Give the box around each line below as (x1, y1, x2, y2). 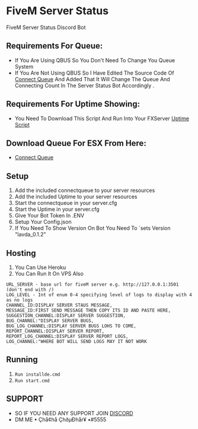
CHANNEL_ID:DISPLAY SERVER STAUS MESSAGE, (6, 302, 113, 308)
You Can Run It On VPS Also (14, 270, 84, 277)
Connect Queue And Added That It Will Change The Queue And (14, 75, 170, 82)
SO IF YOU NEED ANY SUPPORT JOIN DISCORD (14, 409, 133, 417)
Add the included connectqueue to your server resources (14, 187, 155, 194)
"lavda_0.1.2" (14, 231, 46, 238)
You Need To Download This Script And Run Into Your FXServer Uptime (14, 114, 190, 122)
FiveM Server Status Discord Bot (6, 24, 86, 31)
